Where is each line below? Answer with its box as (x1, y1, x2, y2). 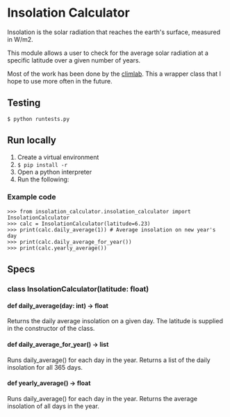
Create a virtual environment (17, 153, 99, 161)
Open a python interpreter (17, 167, 92, 176)
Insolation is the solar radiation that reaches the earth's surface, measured (7, 28, 221, 36)
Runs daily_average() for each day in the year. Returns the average (7, 394, 198, 402)
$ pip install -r (17, 161, 68, 168)
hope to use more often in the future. (7, 76, 113, 85)
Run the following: (17, 175, 69, 183)
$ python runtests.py (7, 115, 70, 122)
